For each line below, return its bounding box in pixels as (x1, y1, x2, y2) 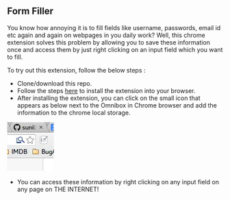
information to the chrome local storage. (16, 108, 131, 116)
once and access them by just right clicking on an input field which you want (7, 45, 223, 53)
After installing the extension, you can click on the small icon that (16, 94, 201, 102)
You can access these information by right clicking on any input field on (16, 177, 219, 186)
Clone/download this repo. (16, 79, 92, 88)
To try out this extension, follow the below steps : (7, 66, 146, 74)
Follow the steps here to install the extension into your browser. (16, 86, 196, 95)
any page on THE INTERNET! (16, 185, 99, 193)
